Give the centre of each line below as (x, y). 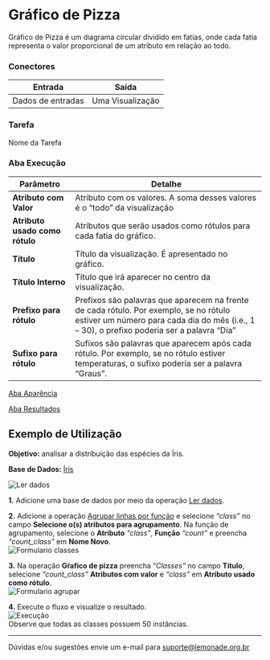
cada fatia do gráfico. (115, 236)
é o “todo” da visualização (125, 207)
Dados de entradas (48, 100)
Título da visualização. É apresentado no (151, 253)
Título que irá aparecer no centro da (143, 277)
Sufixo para (35, 353)
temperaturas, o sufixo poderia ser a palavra (159, 363)
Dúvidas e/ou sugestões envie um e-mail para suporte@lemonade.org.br (129, 647)
